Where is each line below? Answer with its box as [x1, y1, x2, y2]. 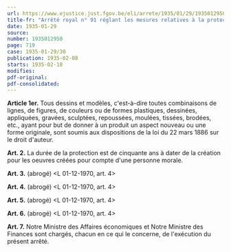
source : [7, 29, 30, 36]
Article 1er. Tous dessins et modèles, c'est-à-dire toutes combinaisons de [7, 99, 217, 107]
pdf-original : [7, 73, 48, 81]
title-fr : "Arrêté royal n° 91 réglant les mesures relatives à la [7, 16, 205, 23]
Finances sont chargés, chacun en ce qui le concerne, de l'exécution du [7, 230, 211, 238]
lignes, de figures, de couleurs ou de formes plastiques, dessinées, [7, 106, 197, 115]
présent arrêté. [7, 238, 49, 246]
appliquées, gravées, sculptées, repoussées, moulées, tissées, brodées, [7, 114, 212, 122]
